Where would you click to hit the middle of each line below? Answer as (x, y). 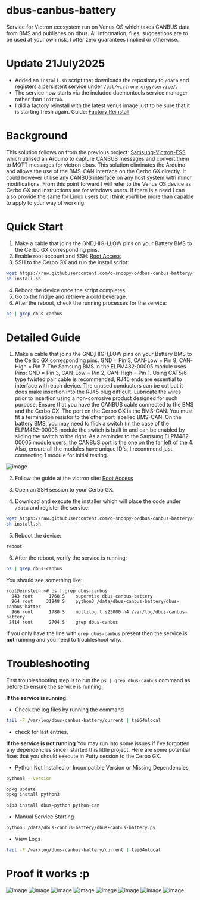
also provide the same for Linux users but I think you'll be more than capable (100, 196)
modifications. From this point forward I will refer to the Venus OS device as (99, 184)
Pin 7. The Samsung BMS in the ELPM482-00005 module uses (109, 367)
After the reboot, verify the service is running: (71, 558)
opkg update (21, 789)
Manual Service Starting (44, 817)
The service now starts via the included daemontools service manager (101, 92)
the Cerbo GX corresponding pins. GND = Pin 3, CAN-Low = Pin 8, (96, 360)
